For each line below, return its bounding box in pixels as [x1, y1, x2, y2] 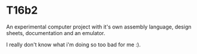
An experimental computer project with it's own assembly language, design [6, 23, 192, 30]
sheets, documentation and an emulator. [6, 29, 106, 36]
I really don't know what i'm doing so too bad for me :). [6, 41, 141, 48]
